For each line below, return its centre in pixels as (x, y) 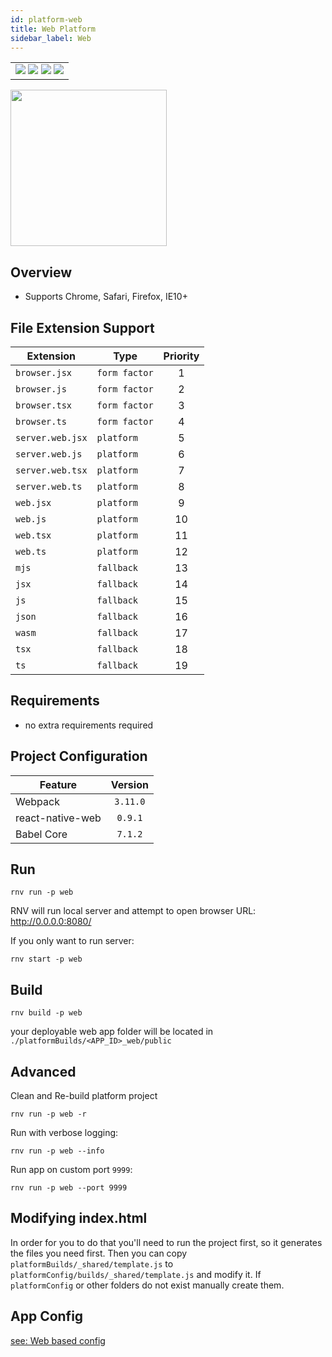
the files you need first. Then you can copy (99, 1253)
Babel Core (41, 834)
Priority (181, 356)
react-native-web (58, 818)
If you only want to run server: (72, 941)
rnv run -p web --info (57, 1151)
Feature (58, 784)
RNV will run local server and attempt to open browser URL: (133, 911)
